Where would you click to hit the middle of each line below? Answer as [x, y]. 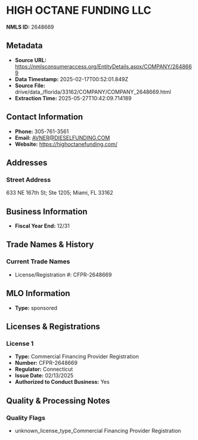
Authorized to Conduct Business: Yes [62, 382]
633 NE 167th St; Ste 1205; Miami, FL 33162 [60, 193]
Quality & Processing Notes [58, 401]
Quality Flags [26, 417]
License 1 [20, 343]
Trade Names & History [50, 244]
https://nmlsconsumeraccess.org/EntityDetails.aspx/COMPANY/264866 [103, 66]
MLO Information [38, 293]
